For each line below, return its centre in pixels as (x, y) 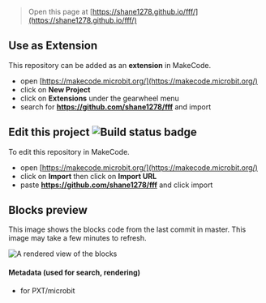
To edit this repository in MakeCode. (69, 151)
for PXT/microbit (47, 290)
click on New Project (55, 89)
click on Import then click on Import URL (88, 176)
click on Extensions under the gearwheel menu (100, 98)
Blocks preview (48, 210)
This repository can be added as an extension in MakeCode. (110, 65)
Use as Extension (53, 46)
